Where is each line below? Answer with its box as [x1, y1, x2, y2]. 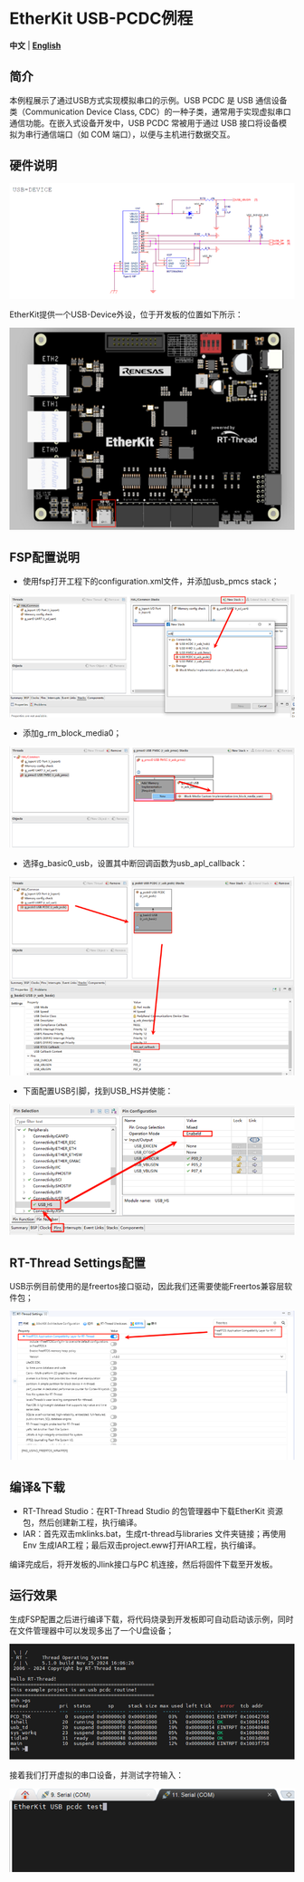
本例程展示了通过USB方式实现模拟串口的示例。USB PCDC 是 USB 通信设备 [9, 94, 288, 105]
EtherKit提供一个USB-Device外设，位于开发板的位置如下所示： [9, 309, 243, 320]
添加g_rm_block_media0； [22, 728, 122, 738]
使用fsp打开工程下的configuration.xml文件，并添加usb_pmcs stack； [22, 575, 280, 586]
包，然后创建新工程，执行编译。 [22, 1517, 142, 1528]
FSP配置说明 [9, 550, 80, 565]
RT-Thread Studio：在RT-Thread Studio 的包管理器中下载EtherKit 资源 [22, 1505, 283, 1516]
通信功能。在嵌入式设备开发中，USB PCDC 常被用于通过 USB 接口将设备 [9, 117, 280, 128]
